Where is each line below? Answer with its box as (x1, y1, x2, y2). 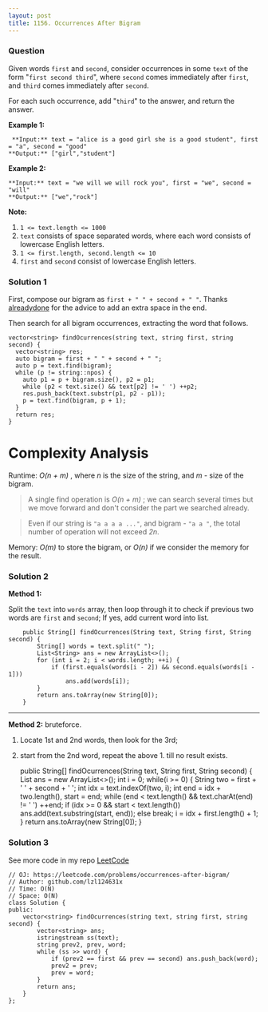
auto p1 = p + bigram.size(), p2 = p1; (22, 376, 156, 384)
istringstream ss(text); (37, 934, 120, 942)
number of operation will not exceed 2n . (27, 527, 160, 537)
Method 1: (8, 589, 42, 599)
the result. (8, 551, 42, 561)
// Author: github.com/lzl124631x (8, 878, 124, 886)
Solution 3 (8, 837, 49, 848)
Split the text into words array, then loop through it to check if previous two (8, 605, 254, 614)
